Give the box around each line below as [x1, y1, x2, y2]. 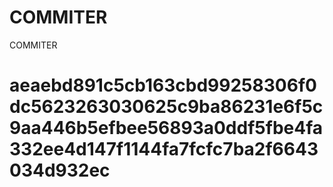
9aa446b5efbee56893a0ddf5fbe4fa [9, 117, 323, 140]
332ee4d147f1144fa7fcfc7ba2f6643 [9, 138, 319, 161]
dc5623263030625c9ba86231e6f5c [9, 96, 324, 118]
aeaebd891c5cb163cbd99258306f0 [9, 74, 317, 97]
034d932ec [9, 159, 111, 182]
